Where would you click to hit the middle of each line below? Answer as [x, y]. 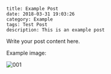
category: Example [30, 19]
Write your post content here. [43, 41]
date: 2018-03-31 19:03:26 [41, 14]
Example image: [27, 53]
